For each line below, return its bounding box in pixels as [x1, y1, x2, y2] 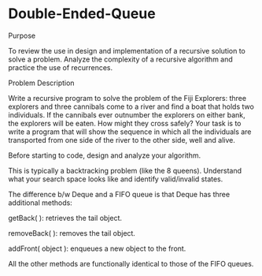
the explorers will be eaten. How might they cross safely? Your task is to [8, 118, 242, 128]
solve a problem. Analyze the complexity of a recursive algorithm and [8, 54, 234, 64]
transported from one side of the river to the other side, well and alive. [8, 135, 236, 144]
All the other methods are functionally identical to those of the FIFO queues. [8, 259, 254, 268]
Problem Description [8, 78, 75, 88]
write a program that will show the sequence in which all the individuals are [8, 127, 252, 136]
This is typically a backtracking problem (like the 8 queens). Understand [8, 166, 242, 175]
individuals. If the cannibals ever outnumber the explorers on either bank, [8, 110, 245, 119]
